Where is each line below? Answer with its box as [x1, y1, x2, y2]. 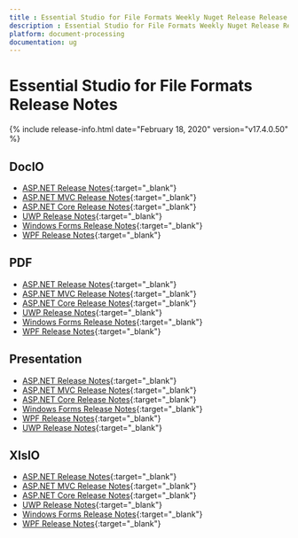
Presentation [9, 352, 82, 367]
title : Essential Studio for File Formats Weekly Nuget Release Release [9, 12, 288, 22]
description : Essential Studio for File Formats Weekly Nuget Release [9, 21, 279, 30]
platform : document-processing [9, 29, 125, 38]
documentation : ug [9, 37, 77, 47]
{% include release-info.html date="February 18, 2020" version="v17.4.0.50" [9, 124, 289, 135]
